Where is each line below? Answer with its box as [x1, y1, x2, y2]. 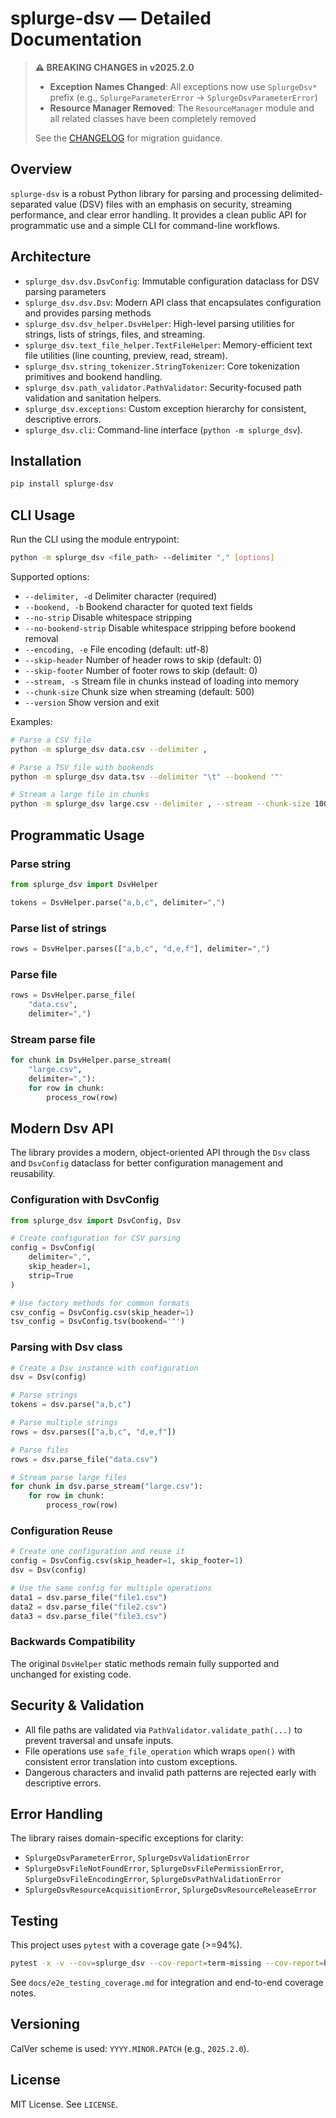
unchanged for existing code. [10, 1668, 132, 1680]
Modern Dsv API [10, 1120, 114, 1137]
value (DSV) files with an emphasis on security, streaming [54, 198, 293, 210]
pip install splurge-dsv [10, 479, 114, 489]
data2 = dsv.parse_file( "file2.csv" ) [10, 1602, 168, 1612]
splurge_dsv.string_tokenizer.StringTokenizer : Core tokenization [24, 360, 300, 372]
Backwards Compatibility [10, 1635, 136, 1649]
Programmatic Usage [10, 827, 145, 844]
